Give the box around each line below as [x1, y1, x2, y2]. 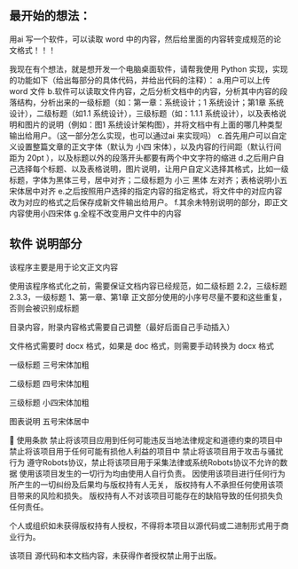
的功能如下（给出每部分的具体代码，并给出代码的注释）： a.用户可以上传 [9, 75, 271, 85]
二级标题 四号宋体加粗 [9, 378, 90, 389]
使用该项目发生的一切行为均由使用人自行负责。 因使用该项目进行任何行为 [19, 468, 286, 478]
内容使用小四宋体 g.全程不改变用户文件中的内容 [9, 208, 182, 218]
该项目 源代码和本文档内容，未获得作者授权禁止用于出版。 [9, 549, 222, 561]
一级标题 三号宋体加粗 [9, 359, 90, 370]
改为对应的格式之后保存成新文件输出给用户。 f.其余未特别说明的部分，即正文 [9, 196, 288, 207]
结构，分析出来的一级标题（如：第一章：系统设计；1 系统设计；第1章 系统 [16, 97, 285, 107]
